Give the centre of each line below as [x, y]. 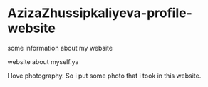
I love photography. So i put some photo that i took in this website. [104, 76]
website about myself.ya [43, 61]
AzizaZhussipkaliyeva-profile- [100, 13]
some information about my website [60, 48]
